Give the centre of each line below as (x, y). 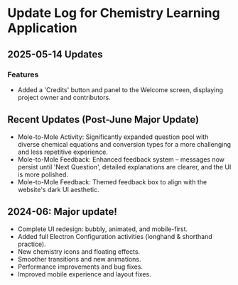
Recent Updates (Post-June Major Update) (103, 119)
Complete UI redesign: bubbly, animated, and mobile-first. (103, 229)
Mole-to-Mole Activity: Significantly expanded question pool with (113, 137)
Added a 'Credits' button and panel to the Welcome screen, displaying (120, 89)
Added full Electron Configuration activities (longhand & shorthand (115, 236)
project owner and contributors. (64, 97)
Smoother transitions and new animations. (79, 259)
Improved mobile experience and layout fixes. (84, 274)
